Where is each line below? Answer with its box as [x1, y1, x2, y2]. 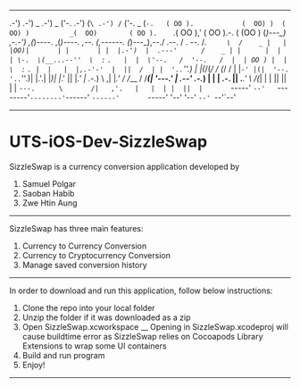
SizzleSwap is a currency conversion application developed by [9, 161, 240, 172]
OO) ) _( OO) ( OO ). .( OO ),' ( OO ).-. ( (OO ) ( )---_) [9, 28, 287, 38]
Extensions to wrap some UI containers [21, 341, 167, 351]
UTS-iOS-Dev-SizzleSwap [9, 131, 208, 152]
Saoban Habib [21, 188, 75, 198]
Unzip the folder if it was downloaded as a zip [21, 312, 191, 323]
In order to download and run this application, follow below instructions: [9, 285, 273, 296]
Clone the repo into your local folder [21, 302, 155, 313]
